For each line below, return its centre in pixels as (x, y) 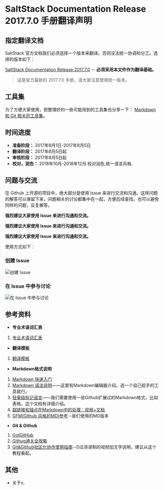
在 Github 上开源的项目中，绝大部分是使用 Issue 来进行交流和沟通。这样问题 (82, 193)
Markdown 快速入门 (32, 379)
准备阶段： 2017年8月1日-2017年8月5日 (51, 145)
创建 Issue (17, 261)
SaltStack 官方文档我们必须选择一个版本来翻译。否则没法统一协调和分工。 (79, 53)
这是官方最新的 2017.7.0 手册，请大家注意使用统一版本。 (73, 80)
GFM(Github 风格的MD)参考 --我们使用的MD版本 (60, 416)
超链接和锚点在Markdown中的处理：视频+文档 (58, 409)
